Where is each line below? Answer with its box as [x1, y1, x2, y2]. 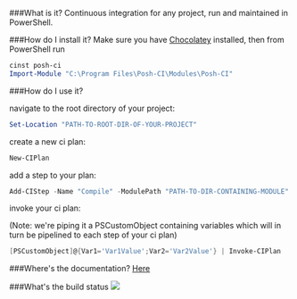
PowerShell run [9, 44, 65, 54]
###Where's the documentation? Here [9, 263, 151, 274]
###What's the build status [9, 281, 109, 293]
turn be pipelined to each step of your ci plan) [9, 229, 177, 240]
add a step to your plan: [9, 170, 96, 180]
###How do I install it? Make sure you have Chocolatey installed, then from [9, 35, 285, 45]
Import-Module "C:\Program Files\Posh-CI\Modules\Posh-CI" [9, 69, 234, 79]
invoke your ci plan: [9, 203, 81, 213]
